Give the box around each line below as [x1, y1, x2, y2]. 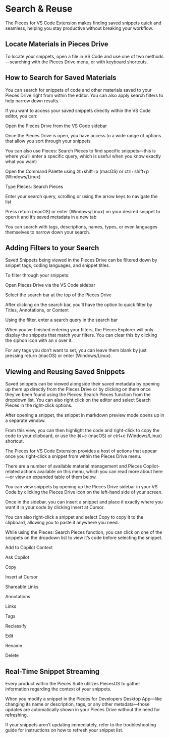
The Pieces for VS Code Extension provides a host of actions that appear [5, 448, 157, 454]
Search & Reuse [5, 3, 73, 15]
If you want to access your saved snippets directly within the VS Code [5, 107, 151, 113]
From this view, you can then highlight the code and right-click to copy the [5, 428, 160, 434]
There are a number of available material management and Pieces [5, 463, 142, 469]
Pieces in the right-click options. [5, 402, 73, 408]
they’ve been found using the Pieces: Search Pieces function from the [5, 392, 151, 398]
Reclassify [5, 623, 27, 629]
